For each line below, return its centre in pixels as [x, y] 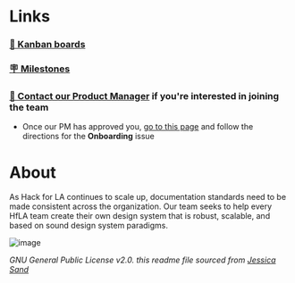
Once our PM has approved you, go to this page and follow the [138, 127]
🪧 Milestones [40, 69]
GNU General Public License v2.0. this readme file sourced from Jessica [143, 260]
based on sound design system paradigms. [88, 226]
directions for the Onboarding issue [88, 137]
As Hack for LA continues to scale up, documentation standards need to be [148, 197]
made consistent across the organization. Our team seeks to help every [141, 206]
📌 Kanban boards [47, 45]
